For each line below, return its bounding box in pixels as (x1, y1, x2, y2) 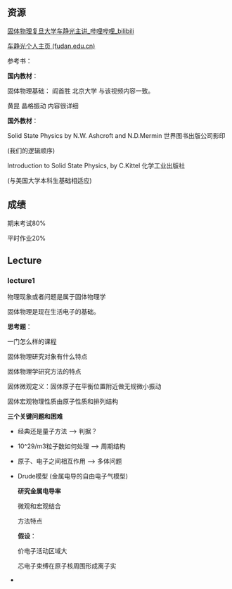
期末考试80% (7, 219, 46, 227)
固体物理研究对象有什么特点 (7, 353, 88, 361)
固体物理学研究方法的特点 (7, 367, 82, 376)
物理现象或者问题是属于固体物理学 (7, 293, 106, 301)
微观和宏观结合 (17, 502, 61, 510)
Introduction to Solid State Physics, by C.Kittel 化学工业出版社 (7, 161, 185, 170)
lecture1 (7, 275, 35, 285)
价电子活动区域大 (17, 547, 67, 555)
